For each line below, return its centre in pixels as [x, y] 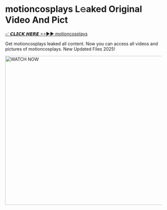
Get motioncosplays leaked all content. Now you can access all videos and [82, 44]
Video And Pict [37, 20]
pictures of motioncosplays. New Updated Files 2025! [60, 49]
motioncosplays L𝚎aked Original [74, 9]
